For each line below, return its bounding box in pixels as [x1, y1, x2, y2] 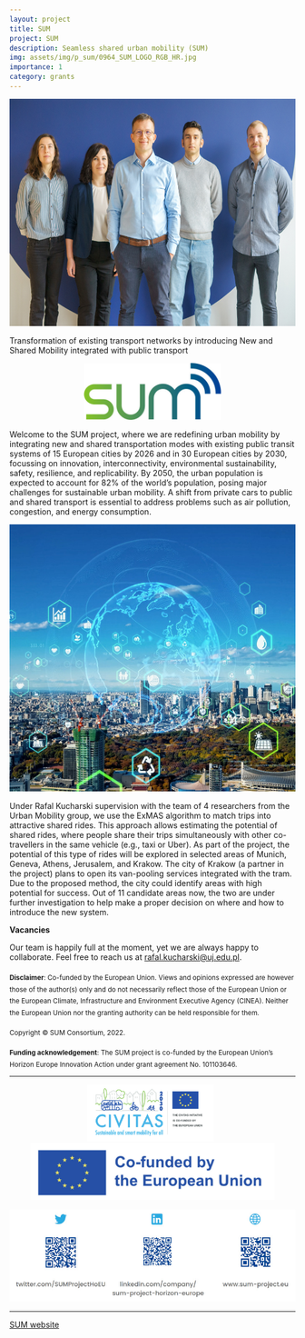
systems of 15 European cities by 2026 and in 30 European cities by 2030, [9, 448, 288, 459]
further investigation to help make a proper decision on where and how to [9, 896, 284, 908]
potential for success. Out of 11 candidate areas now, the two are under [9, 887, 275, 898]
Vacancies [9, 924, 51, 935]
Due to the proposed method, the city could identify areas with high [9, 877, 262, 888]
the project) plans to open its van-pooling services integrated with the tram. [9, 868, 292, 879]
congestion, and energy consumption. [9, 505, 152, 517]
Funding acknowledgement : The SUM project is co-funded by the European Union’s [9, 1048, 274, 1057]
